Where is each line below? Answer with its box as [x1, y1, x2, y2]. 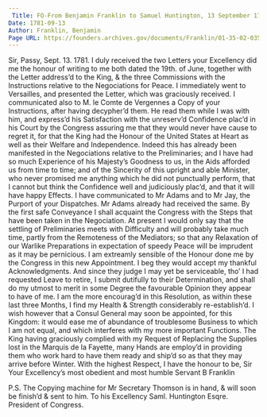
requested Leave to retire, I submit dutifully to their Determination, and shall [8, 275, 256, 284]
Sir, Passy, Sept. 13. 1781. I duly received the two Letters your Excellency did [8, 56, 257, 65]
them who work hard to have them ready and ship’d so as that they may [8, 351, 242, 361]
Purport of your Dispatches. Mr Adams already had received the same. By [8, 199, 250, 209]
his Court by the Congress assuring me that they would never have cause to [8, 123, 257, 133]
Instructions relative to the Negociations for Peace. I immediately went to [8, 81, 246, 91]
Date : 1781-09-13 [8, 19, 66, 27]
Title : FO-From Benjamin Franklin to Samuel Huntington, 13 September [11, 11, 250, 20]
